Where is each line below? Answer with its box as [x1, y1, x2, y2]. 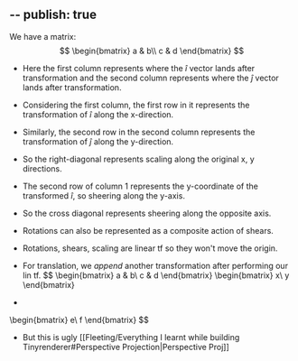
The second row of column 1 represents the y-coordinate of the [22, 180, 259, 191]
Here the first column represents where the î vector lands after [22, 62, 256, 73]
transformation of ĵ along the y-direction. [22, 135, 174, 147]
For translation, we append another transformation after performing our [22, 260, 289, 271]
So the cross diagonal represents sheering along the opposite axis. [22, 208, 272, 218]
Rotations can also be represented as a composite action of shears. [22, 225, 274, 236]
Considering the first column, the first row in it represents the [22, 99, 250, 110]
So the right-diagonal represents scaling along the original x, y [22, 153, 255, 164]
